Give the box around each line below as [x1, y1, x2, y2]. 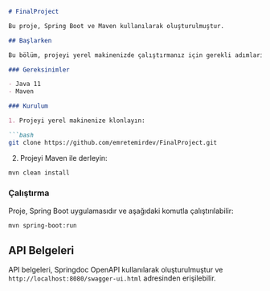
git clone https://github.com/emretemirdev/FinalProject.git [8, 138, 218, 146]
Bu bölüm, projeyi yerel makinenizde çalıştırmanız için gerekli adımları [8, 51, 264, 59]
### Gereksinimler [8, 65, 70, 74]
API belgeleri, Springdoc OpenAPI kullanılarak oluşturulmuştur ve [8, 265, 223, 275]
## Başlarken [8, 36, 52, 44]
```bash [8, 131, 35, 139]
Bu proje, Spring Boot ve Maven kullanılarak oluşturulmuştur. [8, 22, 225, 30]
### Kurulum [8, 102, 48, 110]
